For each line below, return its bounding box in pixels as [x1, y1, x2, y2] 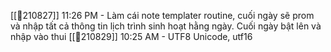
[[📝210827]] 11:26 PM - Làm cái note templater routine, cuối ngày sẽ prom [10, 10, 315, 21]
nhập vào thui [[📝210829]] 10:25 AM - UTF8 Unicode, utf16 [10, 31, 253, 42]
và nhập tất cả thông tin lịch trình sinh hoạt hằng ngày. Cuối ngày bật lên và [10, 20, 322, 32]
